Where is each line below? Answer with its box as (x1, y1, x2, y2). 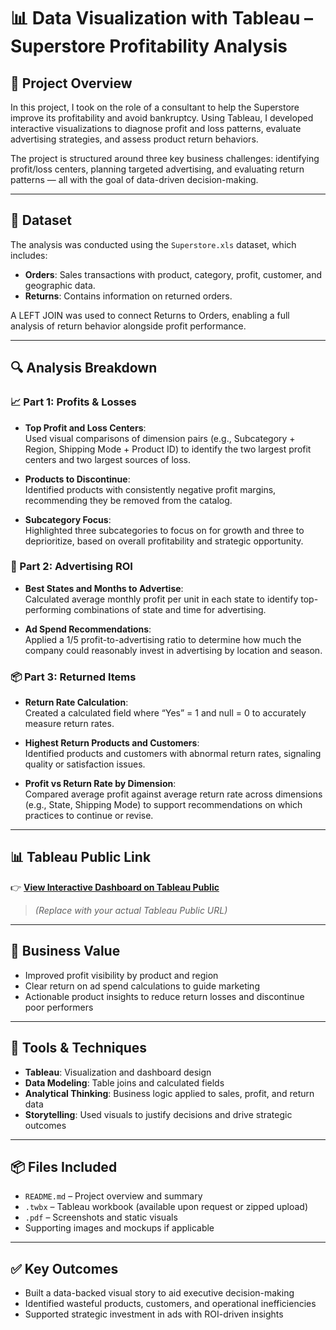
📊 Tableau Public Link (10, 849, 152, 866)
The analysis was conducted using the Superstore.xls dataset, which (10, 238, 297, 250)
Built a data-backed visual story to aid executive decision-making (24, 1287, 295, 1299)
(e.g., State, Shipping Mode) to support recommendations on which (24, 799, 303, 811)
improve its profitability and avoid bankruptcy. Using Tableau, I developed (10, 112, 314, 124)
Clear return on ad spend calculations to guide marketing (24, 980, 260, 992)
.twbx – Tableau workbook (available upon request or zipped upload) (24, 1201, 308, 1213)
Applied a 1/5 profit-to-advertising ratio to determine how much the (24, 633, 302, 645)
